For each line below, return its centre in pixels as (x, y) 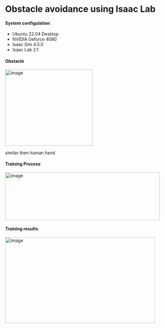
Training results (22, 229)
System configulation (28, 23)
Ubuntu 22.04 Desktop (35, 34)
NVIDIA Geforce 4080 (34, 39)
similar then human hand (30, 153)
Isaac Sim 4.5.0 (28, 44)
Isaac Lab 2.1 (25, 50)
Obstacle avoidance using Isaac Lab (81, 9)
